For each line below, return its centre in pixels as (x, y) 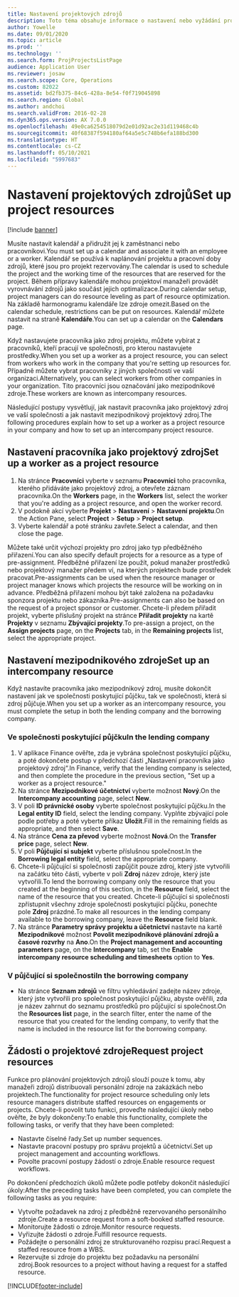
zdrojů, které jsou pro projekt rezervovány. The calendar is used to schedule (118, 266)
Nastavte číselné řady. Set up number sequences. (90, 1138)
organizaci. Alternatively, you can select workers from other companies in (115, 378)
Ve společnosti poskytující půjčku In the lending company (108, 737)
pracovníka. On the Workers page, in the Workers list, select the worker (122, 495)
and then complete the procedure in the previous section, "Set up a (116, 775)
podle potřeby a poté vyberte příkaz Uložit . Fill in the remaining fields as (122, 821)
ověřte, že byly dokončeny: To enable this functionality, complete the (107, 1117)
